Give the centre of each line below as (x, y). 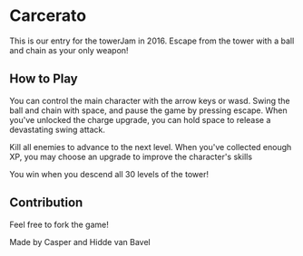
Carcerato (48, 16)
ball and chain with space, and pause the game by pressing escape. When (148, 110)
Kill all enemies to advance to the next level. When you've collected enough (151, 147)
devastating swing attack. (58, 129)
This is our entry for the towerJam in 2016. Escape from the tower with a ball (152, 41)
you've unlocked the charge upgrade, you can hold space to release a (140, 119)
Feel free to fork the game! (59, 224)
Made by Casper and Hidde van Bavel (80, 242)
